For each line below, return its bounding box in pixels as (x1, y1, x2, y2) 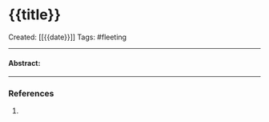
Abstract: (8, 58, 41, 67)
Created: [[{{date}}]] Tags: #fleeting (8, 32, 126, 42)
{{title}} (8, 6, 62, 24)
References (8, 88, 54, 100)
